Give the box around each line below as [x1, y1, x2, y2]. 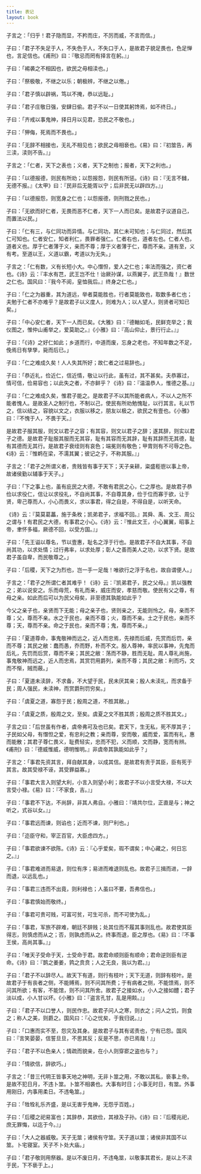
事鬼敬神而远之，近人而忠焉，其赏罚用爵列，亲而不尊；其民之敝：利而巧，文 [6, 657, 195, 664]
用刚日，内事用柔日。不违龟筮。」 [6, 1088, 88, 1095]
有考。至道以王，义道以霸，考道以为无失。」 [6, 250, 114, 257]
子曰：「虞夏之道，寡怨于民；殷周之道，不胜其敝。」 [6, 697, 132, 704]
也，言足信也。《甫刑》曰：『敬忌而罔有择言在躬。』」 [6, 52, 132, 59]
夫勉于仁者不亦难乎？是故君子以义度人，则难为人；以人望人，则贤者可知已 [6, 298, 190, 305]
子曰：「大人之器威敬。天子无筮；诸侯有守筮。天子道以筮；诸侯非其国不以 [6, 1133, 187, 1141]
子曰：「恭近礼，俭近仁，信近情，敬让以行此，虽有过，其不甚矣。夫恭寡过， [6, 372, 193, 379]
